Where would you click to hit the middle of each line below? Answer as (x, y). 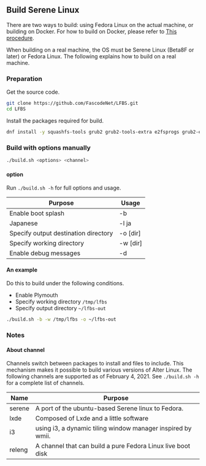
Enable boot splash (37, 213)
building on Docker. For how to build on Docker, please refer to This (92, 31)
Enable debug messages (45, 253)
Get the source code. (33, 92)
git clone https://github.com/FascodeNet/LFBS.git (72, 104)
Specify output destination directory (61, 234)
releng (19, 450)
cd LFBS (16, 109)
